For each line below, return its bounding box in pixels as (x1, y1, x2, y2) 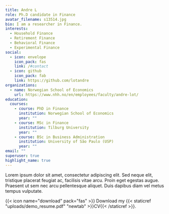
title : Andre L (5, 7, 37, 13)
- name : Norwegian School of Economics (10, 87, 94, 93)
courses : (10, 102, 28, 107)
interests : (5, 26, 28, 31)
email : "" (5, 149, 26, 154)
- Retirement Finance (10, 36, 55, 41)
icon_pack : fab (14, 73, 46, 78)
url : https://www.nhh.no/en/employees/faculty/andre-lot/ (14, 92, 139, 97)
